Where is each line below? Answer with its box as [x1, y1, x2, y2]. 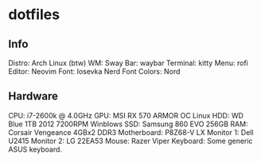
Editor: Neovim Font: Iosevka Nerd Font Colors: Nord [8, 67, 181, 76]
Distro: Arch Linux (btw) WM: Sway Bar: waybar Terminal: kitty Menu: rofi [8, 58, 248, 67]
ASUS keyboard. [8, 145, 62, 154]
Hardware [8, 90, 58, 103]
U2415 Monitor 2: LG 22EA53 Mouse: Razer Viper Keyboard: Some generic [8, 136, 253, 145]
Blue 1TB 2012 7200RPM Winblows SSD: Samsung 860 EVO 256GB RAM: [8, 119, 248, 129]
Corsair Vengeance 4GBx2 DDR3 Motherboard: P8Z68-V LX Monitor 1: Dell [8, 127, 254, 137]
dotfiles [8, 6, 60, 24]
